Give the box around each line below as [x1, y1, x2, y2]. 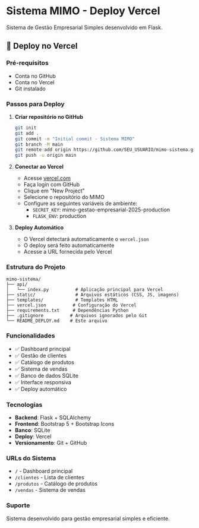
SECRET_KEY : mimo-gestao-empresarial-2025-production [32, 206, 170, 213]
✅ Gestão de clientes [14, 352, 67, 359]
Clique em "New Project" [23, 187, 85, 194]
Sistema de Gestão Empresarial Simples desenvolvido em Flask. [6, 24, 163, 31]
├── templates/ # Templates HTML [6, 297, 118, 303]
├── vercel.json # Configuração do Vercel [6, 302, 137, 308]
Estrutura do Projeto [6, 263, 66, 271]
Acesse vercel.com [23, 175, 71, 182]
